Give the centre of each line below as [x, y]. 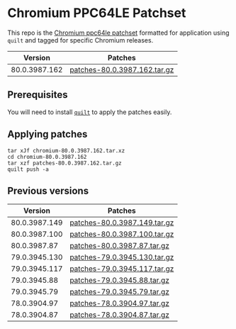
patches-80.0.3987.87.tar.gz [120, 246]
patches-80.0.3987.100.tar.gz [122, 234]
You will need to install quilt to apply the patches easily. [90, 112]
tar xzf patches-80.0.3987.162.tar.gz [64, 163]
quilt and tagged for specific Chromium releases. [80, 40]
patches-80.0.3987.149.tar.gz [122, 223]
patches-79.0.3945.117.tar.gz [122, 269]
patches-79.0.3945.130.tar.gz [122, 257]
